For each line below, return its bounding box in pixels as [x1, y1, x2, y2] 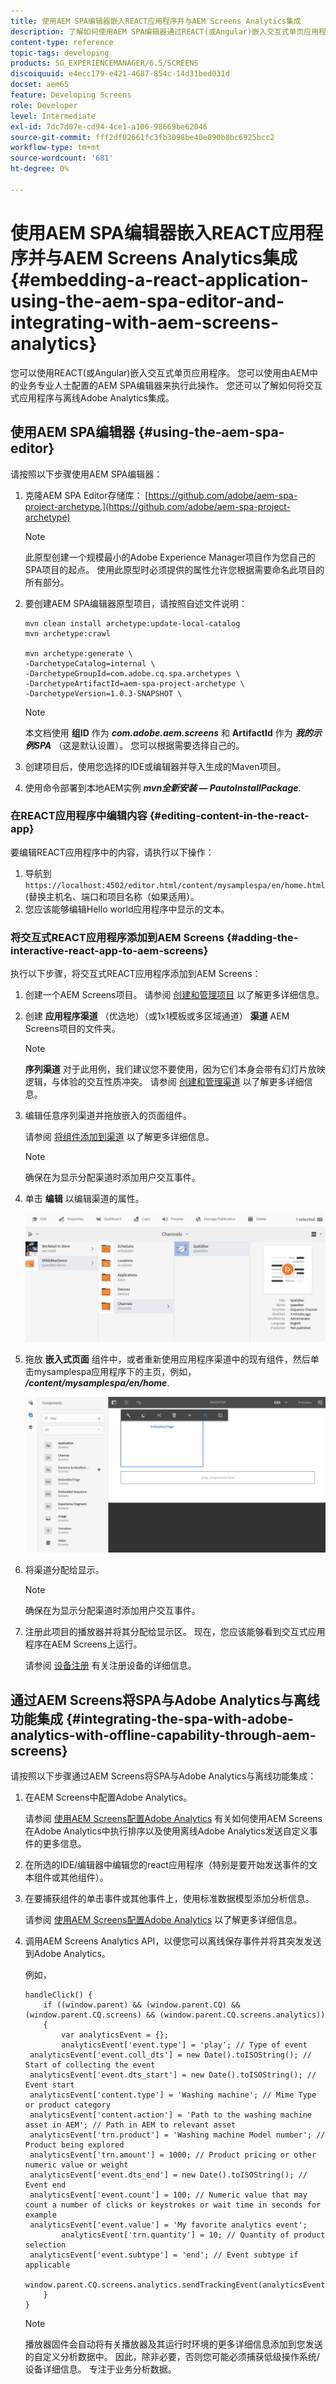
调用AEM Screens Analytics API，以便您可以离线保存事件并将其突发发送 [24, 1935, 322, 1947]
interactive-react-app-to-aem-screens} [10, 943, 209, 957]
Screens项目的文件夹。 [24, 1023, 121, 1035]
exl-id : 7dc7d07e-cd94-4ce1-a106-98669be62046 [10, 121, 208, 132]
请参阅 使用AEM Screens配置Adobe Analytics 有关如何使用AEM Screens [24, 1813, 323, 1825]
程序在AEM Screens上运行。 [24, 1638, 143, 1650]
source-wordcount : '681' [10, 153, 114, 164]
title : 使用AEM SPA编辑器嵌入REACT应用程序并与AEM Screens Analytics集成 [10, 16, 302, 26]
